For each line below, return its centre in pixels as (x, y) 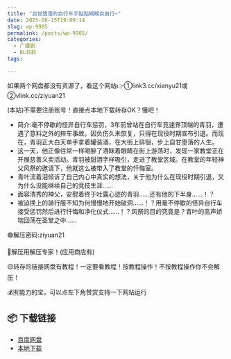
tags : (15, 59)
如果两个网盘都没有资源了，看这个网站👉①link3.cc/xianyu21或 (98, 85)
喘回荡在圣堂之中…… (47, 220)
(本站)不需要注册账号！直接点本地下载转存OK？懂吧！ (84, 110)
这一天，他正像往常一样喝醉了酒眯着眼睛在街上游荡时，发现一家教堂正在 (120, 151)
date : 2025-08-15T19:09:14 (46, 20)
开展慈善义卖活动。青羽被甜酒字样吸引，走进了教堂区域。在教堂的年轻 (118, 159)
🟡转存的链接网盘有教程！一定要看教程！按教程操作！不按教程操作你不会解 (113, 266)
